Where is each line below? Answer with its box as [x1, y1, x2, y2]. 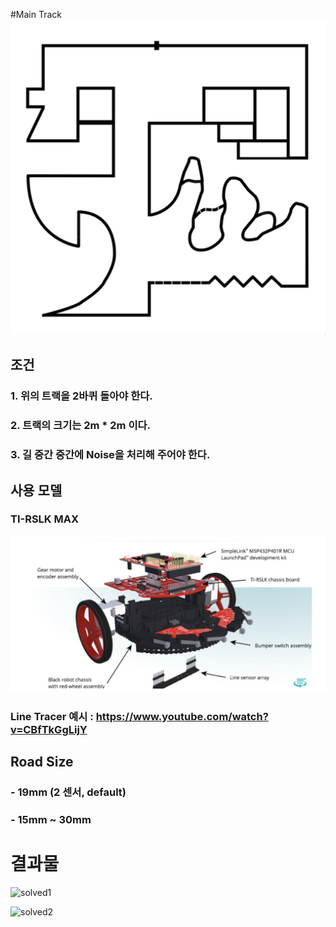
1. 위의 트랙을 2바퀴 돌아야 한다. [10, 389, 153, 403]
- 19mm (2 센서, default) [10, 785, 127, 799]
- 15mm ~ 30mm [10, 813, 92, 827]
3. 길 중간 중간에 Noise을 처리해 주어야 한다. [10, 448, 211, 462]
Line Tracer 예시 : [10, 709, 94, 723]
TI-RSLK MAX [10, 512, 80, 526]
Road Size [10, 754, 74, 771]
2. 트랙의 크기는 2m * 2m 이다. [10, 419, 151, 433]
